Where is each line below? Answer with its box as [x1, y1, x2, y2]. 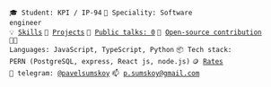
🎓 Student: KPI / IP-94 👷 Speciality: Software [9, 8, 193, 17]
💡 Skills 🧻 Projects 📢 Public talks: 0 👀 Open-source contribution [9, 28, 262, 37]
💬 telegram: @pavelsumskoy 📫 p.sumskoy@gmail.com [9, 69, 200, 78]
